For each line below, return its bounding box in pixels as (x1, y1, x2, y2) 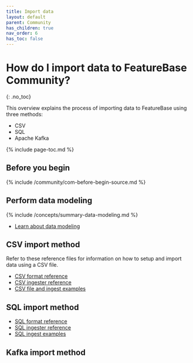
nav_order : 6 (6, 31, 38, 36)
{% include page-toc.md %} (6, 146, 75, 153)
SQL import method (6, 302, 79, 312)
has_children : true (6, 25, 54, 31)
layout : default (6, 14, 46, 20)
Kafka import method (6, 347, 86, 357)
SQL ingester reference (14, 324, 72, 331)
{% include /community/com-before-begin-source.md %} (6, 179, 146, 186)
